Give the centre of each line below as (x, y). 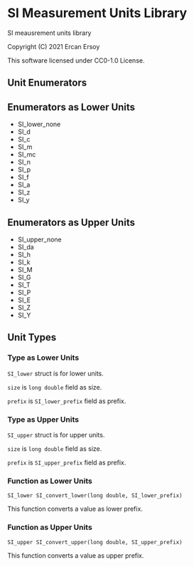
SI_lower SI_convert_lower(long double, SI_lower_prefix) (95, 496)
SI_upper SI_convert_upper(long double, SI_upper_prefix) (95, 542)
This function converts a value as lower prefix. (75, 509)
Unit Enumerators (47, 83)
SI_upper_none (39, 239)
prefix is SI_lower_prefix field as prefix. (67, 401)
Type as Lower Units (43, 358)
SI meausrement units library (49, 33)
